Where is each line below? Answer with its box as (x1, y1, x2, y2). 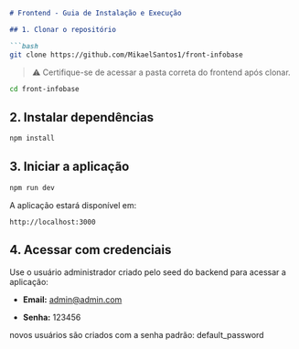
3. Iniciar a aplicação (9, 159, 130, 174)
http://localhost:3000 (9, 217, 96, 227)
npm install (9, 133, 55, 143)
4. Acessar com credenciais (9, 242, 172, 258)
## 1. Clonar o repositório (9, 25, 117, 34)
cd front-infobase (9, 84, 80, 93)
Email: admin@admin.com (22, 293, 123, 305)
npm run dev (9, 183, 55, 192)
